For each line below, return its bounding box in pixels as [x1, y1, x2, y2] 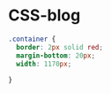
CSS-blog [8, 5, 81, 26]
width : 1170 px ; [16, 59, 72, 68]
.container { [8, 35, 56, 43]
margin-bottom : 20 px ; [16, 50, 96, 60]
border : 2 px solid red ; [16, 43, 103, 51]
